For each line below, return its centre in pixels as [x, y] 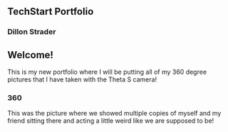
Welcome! [30, 55]
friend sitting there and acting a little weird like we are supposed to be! [111, 121]
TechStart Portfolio [51, 12]
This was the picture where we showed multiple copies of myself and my [114, 114]
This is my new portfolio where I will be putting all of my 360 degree [107, 72]
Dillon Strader [32, 32]
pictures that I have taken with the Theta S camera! [82, 79]
